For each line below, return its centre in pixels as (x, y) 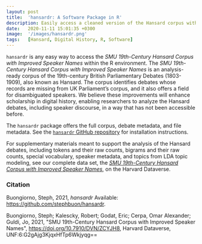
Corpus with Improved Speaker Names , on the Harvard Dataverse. (88, 169)
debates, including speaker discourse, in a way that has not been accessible (101, 108)
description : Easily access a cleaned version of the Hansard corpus (95, 23)
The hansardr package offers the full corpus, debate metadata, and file (94, 126)
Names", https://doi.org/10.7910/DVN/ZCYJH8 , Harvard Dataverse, (89, 228)
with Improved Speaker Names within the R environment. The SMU (89, 63)
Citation (18, 185)
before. (15, 114)
